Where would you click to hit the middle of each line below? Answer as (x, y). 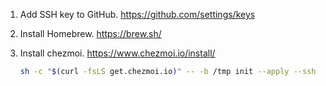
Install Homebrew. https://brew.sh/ (90, 33)
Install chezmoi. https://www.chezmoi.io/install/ (117, 53)
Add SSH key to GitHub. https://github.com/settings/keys (137, 14)
